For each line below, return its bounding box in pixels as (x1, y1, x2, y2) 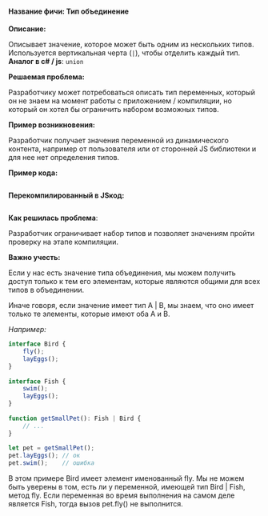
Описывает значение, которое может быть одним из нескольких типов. (8, 40, 254, 50)
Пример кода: (8, 168, 58, 178)
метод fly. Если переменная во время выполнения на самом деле (8, 490, 235, 500)
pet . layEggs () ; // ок (8, 452, 81, 460)
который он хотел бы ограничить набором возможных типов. (8, 105, 220, 114)
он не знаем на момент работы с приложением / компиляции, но (8, 96, 232, 106)
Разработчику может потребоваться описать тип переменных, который (8, 88, 256, 98)
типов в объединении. (8, 285, 85, 295)
